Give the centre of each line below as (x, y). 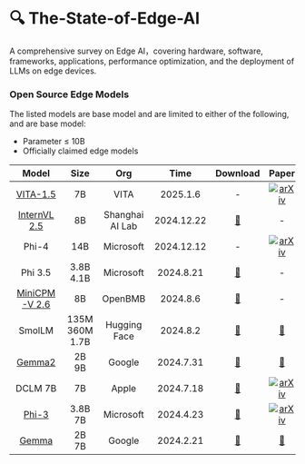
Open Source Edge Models (69, 94)
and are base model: (48, 123)
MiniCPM (36, 293)
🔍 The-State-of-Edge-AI (105, 19)
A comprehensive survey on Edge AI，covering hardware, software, (136, 51)
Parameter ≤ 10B (54, 142)
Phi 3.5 (36, 272)
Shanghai (124, 215)
